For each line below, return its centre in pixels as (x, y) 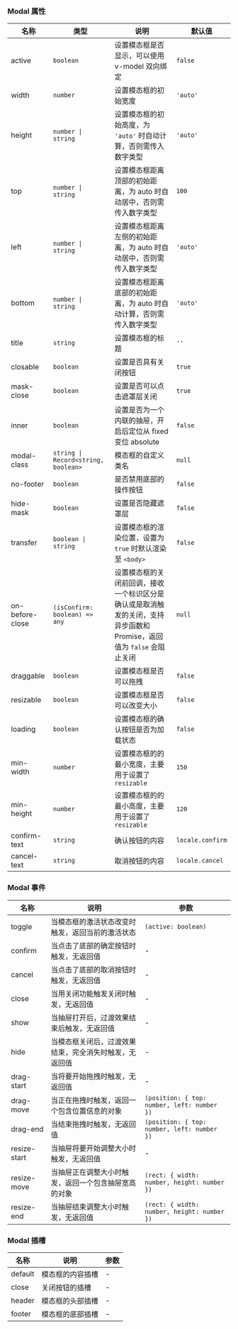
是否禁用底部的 (140, 479)
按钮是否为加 (143, 729)
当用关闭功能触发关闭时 (90, 994)
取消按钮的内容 (140, 861)
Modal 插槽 (27, 1240)
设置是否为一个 (140, 410)
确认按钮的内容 (140, 841)
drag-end (27, 1129)
